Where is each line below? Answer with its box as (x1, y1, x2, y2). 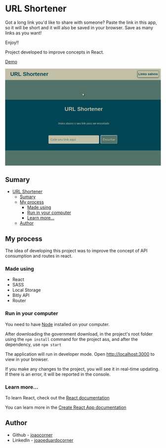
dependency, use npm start (5, 341, 62, 347)
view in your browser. (5, 356, 49, 362)
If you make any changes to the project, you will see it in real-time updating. (5, 366, 160, 372)
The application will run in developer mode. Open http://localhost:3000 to (5, 351, 155, 357)
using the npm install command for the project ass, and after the (5, 336, 138, 342)
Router (12, 298, 26, 304)
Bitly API (12, 292, 30, 298)
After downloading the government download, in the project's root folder (5, 331, 153, 337)
